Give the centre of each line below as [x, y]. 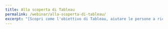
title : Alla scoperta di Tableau [40, 10]
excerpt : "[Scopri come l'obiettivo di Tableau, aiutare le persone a [80, 19]
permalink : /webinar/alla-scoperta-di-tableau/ [56, 14]
